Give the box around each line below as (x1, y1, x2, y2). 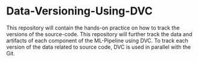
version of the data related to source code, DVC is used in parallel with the (6, 43, 191, 51)
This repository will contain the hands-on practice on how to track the (6, 24, 180, 31)
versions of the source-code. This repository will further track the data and (6, 30, 193, 37)
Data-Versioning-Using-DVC (6, 4, 153, 18)
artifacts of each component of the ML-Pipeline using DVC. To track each (6, 37, 189, 44)
